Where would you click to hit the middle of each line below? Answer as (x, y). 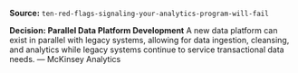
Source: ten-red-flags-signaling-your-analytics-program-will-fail (139, 13)
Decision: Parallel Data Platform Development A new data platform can (144, 30)
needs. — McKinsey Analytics (65, 59)
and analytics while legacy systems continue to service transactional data (147, 50)
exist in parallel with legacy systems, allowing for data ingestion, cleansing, (149, 40)
